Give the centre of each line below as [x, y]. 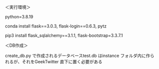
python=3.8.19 [19, 17]
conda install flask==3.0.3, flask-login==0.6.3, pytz [56, 26]
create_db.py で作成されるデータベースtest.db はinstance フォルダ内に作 [78, 55]
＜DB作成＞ [16, 45]
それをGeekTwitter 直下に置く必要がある [62, 62]
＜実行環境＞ [18, 7]
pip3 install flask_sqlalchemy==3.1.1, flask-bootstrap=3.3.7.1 [64, 35]
